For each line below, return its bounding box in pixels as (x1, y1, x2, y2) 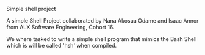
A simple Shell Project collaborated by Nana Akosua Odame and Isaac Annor (6, 17, 199, 24)
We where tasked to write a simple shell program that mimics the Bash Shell (6, 35, 197, 42)
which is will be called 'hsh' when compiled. (6, 42, 117, 49)
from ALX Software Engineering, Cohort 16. (6, 24, 115, 31)
